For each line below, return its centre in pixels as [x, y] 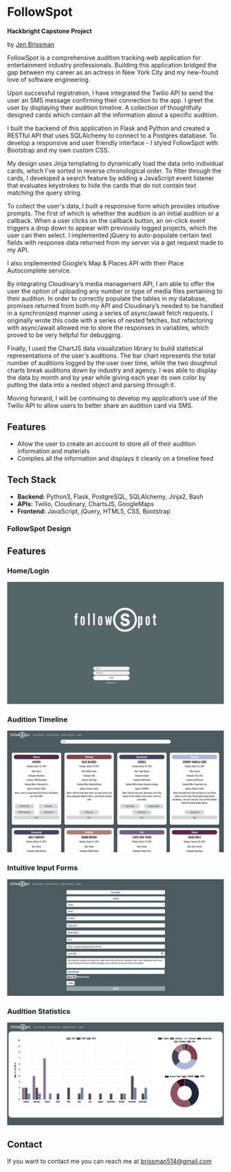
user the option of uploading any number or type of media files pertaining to [115, 291]
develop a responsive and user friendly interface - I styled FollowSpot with [113, 142]
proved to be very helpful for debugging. [65, 335]
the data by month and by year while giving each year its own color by [107, 377]
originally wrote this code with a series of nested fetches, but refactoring [110, 320]
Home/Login [28, 570]
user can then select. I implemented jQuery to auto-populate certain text [109, 235]
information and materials [53, 451]
